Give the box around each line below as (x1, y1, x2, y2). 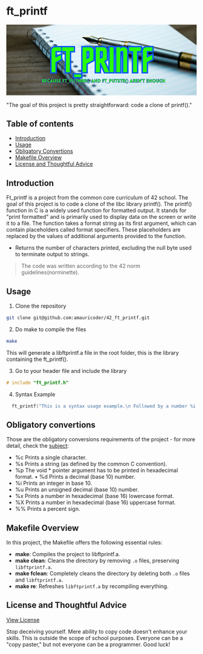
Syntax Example (14, 390, 56, 398)
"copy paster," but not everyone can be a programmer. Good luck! (6, 641, 170, 648)
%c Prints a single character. (14, 454, 87, 461)
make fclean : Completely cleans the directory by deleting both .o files (14, 570, 190, 577)
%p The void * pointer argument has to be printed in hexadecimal (14, 467, 178, 474)
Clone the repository (14, 302, 66, 309)
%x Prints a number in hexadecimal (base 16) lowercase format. (14, 493, 174, 500)
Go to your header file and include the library (14, 367, 127, 374)
